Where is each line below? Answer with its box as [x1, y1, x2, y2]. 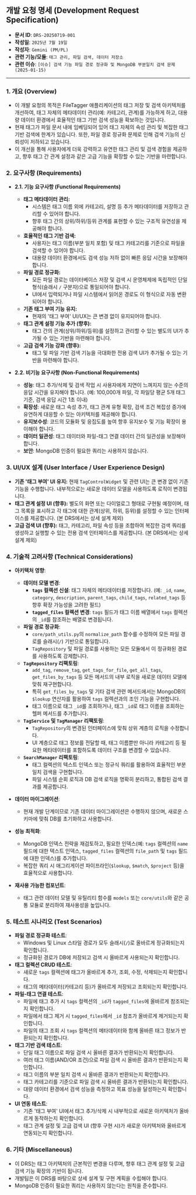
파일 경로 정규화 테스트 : [14, 932, 67, 939]
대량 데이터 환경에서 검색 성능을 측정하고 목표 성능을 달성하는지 [23, 1086, 167, 1093]
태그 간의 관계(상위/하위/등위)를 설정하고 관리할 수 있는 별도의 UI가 [32, 327, 184, 335]
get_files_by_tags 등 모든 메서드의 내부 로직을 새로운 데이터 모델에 [32, 674, 187, 680]
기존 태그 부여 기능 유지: [23, 305, 78, 313]
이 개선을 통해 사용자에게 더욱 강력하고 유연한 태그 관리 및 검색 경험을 [14, 146, 172, 153]
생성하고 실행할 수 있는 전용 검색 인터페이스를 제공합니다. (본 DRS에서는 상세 [14, 529, 188, 536]
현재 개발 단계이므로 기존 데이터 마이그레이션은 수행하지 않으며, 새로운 [23, 808, 183, 815]
